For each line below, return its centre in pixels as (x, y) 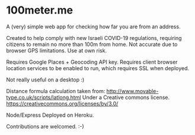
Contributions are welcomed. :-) (45, 126)
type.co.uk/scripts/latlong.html (44, 97)
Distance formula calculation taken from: (56, 91)
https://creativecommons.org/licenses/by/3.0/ (62, 103)
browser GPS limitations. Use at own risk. (57, 50)
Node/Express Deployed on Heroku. (50, 115)
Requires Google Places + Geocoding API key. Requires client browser (92, 62)
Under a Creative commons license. (126, 97)
